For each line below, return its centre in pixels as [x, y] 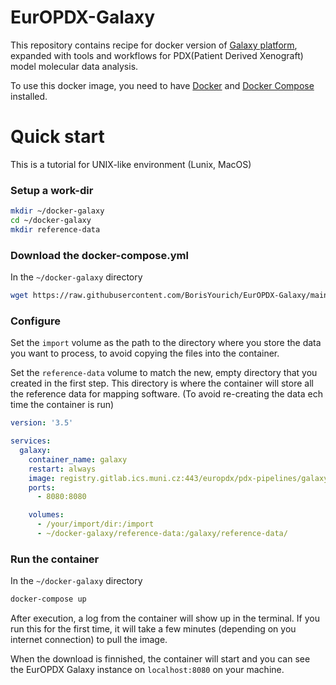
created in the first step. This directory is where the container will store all [162, 383]
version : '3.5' [42, 423]
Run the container [55, 559]
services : [31, 441]
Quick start [57, 137]
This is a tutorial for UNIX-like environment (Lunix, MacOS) [131, 164]
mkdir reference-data [55, 229]
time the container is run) [62, 405]
